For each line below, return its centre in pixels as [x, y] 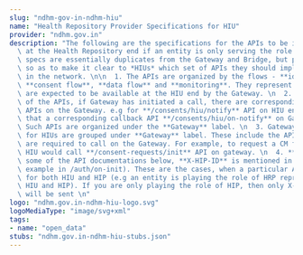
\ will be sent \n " [54, 194]
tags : [19, 219]
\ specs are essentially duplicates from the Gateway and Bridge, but [153, 60]
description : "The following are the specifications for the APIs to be [149, 43]
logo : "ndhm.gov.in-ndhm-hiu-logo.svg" [84, 203]
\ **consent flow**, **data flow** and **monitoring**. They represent [155, 85]
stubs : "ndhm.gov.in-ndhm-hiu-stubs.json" [90, 236]
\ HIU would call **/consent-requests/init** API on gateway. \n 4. [151, 152]
